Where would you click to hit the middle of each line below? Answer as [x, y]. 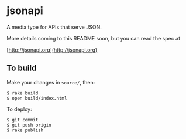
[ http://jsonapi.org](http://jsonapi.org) [52, 50]
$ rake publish [25, 130]
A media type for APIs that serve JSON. [54, 27]
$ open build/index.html [37, 98]
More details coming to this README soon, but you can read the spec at [94, 38]
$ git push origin [29, 125]
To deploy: [19, 109]
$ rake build [23, 93]
